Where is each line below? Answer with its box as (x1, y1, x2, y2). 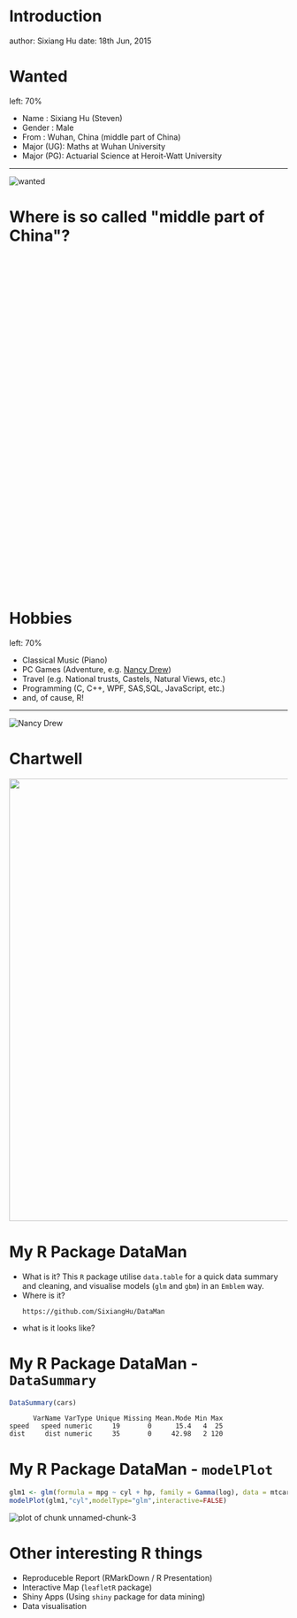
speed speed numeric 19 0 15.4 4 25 (9, 1422, 224, 1430)
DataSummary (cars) (9, 1398, 77, 1407)
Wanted (9, 66, 68, 87)
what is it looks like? (21, 1323, 95, 1333)
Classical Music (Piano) (21, 655, 108, 665)
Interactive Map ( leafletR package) (21, 1582, 153, 1593)
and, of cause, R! (21, 692, 84, 702)
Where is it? (21, 1290, 66, 1300)
